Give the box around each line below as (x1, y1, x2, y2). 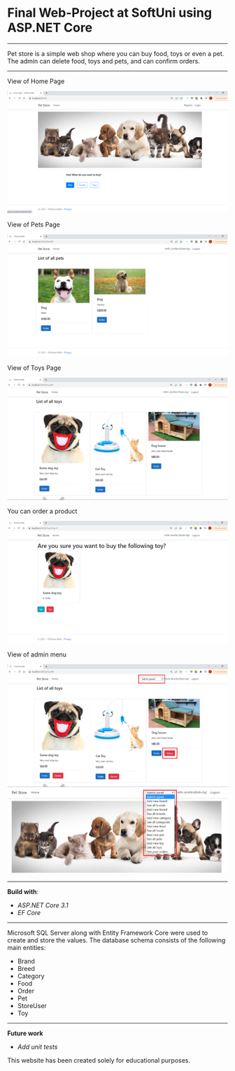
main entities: (7, 944, 46, 952)
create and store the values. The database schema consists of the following (7, 936, 226, 944)
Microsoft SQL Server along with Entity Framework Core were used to (7, 928, 208, 937)
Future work (7, 1029, 43, 1037)
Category (17, 972, 45, 980)
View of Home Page (7, 77, 65, 85)
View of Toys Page (7, 364, 62, 372)
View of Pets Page (7, 220, 61, 229)
